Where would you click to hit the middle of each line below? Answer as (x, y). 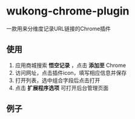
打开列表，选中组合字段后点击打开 (58, 80)
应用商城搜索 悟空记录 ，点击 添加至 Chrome (70, 65)
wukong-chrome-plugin (68, 11)
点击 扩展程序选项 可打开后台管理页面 (62, 88)
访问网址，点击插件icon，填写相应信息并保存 (71, 72)
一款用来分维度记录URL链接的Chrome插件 (58, 28)
